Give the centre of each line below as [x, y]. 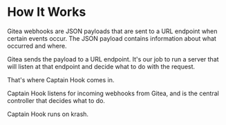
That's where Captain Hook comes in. [61, 79]
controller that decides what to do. [56, 100]
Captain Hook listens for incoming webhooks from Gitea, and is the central [113, 93]
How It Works [47, 12]
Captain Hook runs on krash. [48, 114]
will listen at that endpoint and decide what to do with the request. [101, 66]
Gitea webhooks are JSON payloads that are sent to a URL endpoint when [112, 31]
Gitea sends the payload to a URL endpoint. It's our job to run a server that [113, 59]
